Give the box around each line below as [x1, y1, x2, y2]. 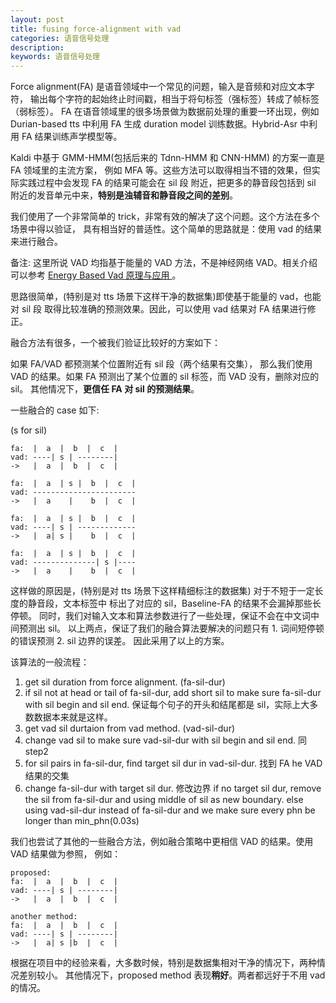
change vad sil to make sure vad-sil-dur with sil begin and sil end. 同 [24, 734, 308, 746]
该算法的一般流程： [10, 656, 90, 668]
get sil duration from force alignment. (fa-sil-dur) [24, 676, 226, 688]
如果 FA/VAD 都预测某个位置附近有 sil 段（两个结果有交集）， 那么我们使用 [10, 358, 313, 370]
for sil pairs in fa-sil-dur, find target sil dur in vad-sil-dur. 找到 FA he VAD [24, 757, 323, 770]
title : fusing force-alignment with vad [10, 24, 182, 34]
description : [10, 42, 65, 53]
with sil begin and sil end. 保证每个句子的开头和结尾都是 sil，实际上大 [24, 699, 310, 711]
